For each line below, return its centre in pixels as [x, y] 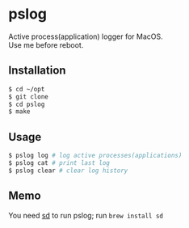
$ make [19, 112]
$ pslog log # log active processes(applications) [95, 156]
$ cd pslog [27, 104]
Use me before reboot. [46, 44]
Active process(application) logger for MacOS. [86, 36]
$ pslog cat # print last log [59, 163]
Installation [37, 71]
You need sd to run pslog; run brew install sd [86, 215]
